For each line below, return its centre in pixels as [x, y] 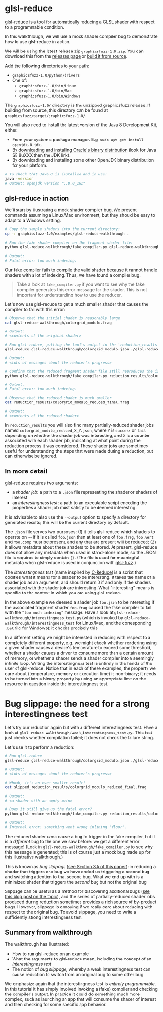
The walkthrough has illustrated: [37, 944]
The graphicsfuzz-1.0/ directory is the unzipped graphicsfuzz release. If [78, 105]
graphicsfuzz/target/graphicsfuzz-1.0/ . [46, 115]
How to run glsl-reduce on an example [50, 954]
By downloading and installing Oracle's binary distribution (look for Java [84, 150]
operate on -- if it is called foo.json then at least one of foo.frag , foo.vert [79, 537]
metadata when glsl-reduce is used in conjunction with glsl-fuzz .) [71, 563]
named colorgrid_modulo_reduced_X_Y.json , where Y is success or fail [76, 430]
